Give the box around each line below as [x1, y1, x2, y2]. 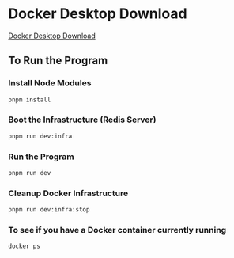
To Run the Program [8, 54, 108, 67]
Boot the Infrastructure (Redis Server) [8, 114, 157, 125]
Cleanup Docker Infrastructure [8, 188, 129, 199]
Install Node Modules [8, 78, 92, 89]
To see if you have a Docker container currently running [8, 224, 227, 235]
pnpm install [8, 96, 51, 104]
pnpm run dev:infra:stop [8, 206, 90, 214]
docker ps [8, 242, 41, 250]
